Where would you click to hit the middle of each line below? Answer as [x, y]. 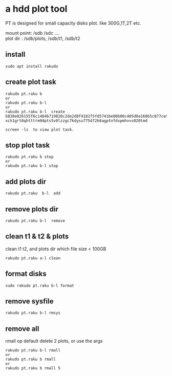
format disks [26, 274]
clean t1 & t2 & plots [37, 237]
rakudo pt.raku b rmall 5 [33, 368]
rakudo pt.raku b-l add [33, 193]
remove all [22, 329]
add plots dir [26, 181]
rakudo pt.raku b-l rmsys [33, 313]
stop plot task [28, 145]
